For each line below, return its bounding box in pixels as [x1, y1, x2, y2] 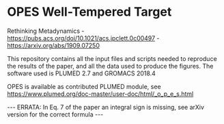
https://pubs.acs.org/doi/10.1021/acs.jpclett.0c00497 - [7, 34, 160, 42]
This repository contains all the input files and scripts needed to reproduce [7, 54, 217, 62]
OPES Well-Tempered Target [7, 4, 172, 20]
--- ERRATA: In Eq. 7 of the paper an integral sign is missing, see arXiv [7, 103, 205, 111]
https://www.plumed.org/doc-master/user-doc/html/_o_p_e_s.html [7, 90, 194, 98]
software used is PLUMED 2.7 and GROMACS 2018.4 [7, 69, 156, 77]
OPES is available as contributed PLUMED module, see [7, 82, 162, 90]
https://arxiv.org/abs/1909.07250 [7, 41, 100, 49]
